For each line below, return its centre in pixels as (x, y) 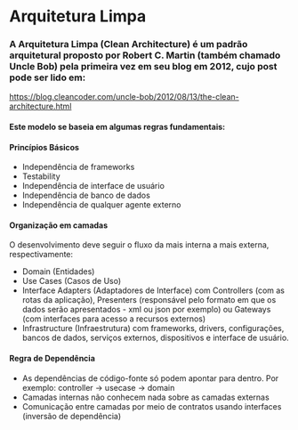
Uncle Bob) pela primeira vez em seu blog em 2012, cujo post (143, 67)
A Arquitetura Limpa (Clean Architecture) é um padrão (129, 45)
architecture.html (40, 106)
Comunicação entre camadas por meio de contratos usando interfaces (152, 406)
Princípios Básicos (44, 147)
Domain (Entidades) (58, 272)
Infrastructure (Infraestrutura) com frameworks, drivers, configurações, (153, 329)
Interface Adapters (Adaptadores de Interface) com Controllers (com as (153, 290)
